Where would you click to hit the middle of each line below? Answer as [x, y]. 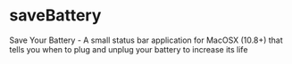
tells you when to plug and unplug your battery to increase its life [129, 49]
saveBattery [55, 16]
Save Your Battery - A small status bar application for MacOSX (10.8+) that [146, 40]
